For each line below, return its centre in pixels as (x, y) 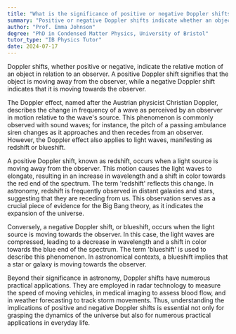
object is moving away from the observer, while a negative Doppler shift (111, 81)
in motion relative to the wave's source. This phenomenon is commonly (110, 117)
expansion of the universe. (46, 213)
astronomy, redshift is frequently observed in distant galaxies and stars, (111, 191)
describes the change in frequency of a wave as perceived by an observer (115, 110)
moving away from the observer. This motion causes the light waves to (110, 168)
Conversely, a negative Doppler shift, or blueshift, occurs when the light (111, 227)
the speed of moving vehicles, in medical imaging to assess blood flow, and (117, 293)
